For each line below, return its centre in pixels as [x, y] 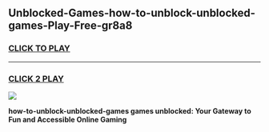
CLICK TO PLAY [39, 49]
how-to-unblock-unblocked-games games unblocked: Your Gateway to [130, 110]
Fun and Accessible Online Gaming [68, 119]
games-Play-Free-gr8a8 [70, 26]
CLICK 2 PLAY [36, 78]
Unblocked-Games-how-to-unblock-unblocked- [132, 13]
